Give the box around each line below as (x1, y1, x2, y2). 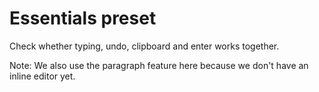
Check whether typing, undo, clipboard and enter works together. (9, 40, 280, 52)
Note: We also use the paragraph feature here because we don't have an (9, 59, 309, 71)
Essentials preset (9, 7, 157, 30)
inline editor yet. (9, 70, 76, 82)
